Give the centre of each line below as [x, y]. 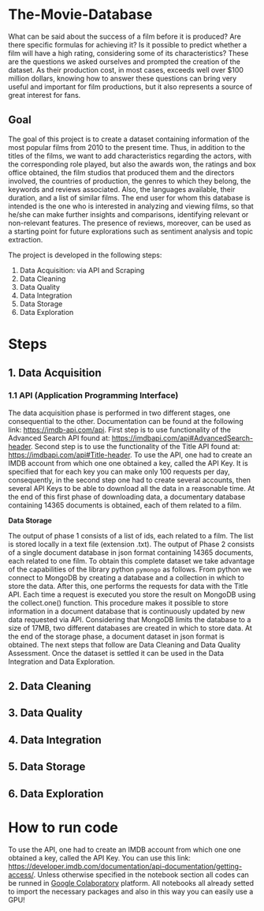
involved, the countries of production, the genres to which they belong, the [130, 181]
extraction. [26, 239]
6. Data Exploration [56, 794]
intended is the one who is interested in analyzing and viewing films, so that [131, 206]
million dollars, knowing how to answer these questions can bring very [123, 78]
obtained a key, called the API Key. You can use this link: [100, 857]
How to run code [63, 827]
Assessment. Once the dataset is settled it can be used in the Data [116, 653]
